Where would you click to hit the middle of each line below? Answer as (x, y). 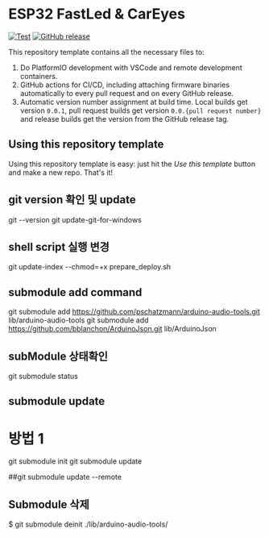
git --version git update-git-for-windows (75, 219)
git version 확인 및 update (72, 200)
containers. (39, 76)
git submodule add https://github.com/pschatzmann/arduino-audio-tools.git (134, 312)
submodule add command (75, 292)
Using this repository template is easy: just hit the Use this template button (132, 164)
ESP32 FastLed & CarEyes (97, 14)
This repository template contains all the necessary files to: (106, 52)
